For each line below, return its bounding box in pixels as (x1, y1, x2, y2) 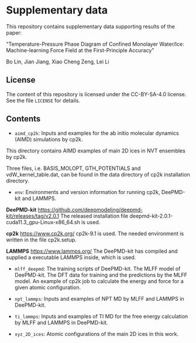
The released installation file (60, 212, 129, 219)
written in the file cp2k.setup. (6, 236, 77, 243)
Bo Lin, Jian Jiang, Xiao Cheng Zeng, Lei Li (6, 58, 109, 65)
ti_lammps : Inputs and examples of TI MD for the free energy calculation (14, 313, 188, 320)
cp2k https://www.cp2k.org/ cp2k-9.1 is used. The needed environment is (6, 230, 184, 237)
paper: (6, 29, 22, 36)
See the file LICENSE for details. (6, 97, 81, 104)
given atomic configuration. (14, 284, 81, 291)
